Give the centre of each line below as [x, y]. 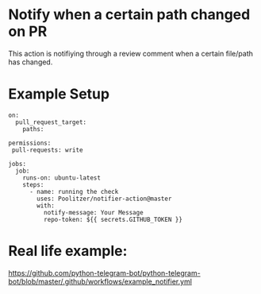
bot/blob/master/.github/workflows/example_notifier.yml [100, 281]
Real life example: [68, 251]
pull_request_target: [51, 122]
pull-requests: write [47, 150]
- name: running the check [74, 191]
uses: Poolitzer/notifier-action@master [104, 199]
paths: [33, 129]
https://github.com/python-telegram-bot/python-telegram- [104, 273]
